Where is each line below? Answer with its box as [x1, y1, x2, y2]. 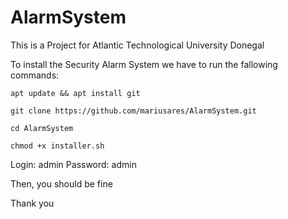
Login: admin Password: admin [10, 158, 137, 170]
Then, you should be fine [10, 177, 113, 190]
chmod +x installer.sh [10, 141, 105, 151]
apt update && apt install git [10, 88, 141, 98]
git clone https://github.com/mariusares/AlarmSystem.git [10, 106, 257, 116]
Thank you [10, 197, 55, 209]
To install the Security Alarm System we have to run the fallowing [10, 58, 278, 70]
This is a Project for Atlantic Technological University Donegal [10, 39, 265, 51]
